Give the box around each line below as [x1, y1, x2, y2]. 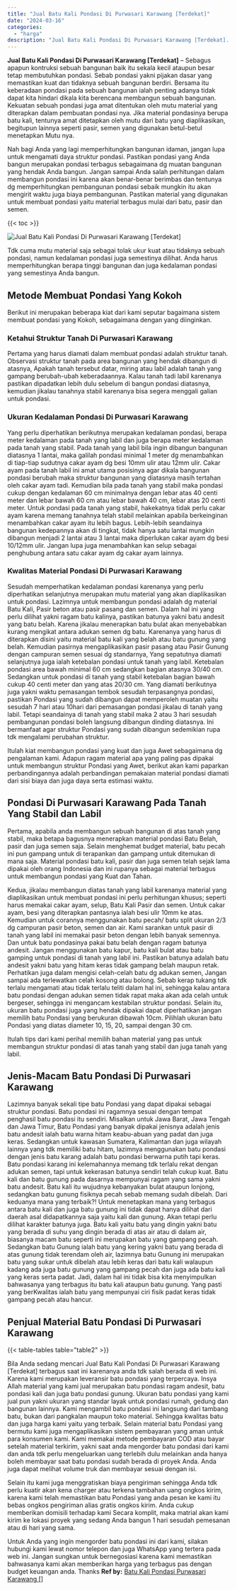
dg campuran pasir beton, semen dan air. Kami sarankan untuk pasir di [7, 923, 214, 931]
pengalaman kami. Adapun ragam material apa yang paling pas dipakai [7, 754, 214, 762]
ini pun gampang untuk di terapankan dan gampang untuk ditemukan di [7, 849, 216, 858]
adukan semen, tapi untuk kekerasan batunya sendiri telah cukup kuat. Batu [7, 1168, 229, 1176]
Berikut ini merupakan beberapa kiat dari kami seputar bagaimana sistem [7, 308, 221, 316]
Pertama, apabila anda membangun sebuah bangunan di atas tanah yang [7, 826, 221, 835]
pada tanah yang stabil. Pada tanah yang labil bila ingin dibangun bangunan [7, 443, 228, 451]
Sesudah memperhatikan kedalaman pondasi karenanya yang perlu [7, 582, 204, 591]
